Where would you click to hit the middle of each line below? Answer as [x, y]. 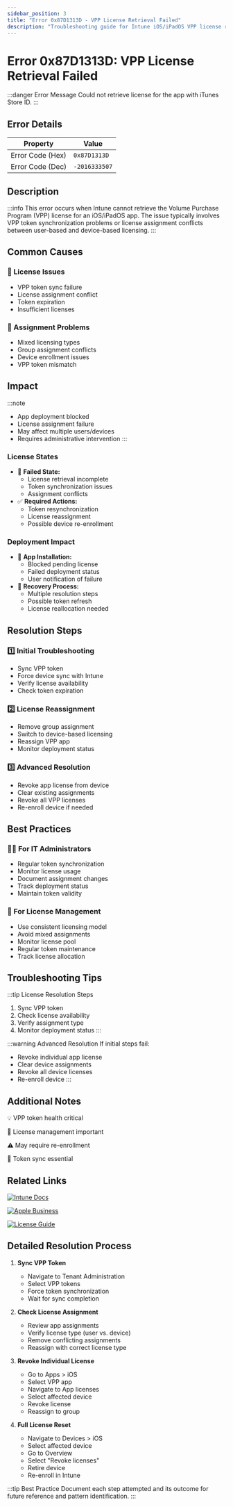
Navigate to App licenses [63, 1389]
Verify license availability [53, 683]
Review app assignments [63, 1325]
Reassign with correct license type [77, 1347]
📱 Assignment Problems [49, 327]
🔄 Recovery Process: [48, 586]
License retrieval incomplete [68, 479]
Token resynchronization [63, 509]
